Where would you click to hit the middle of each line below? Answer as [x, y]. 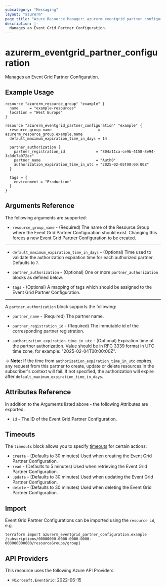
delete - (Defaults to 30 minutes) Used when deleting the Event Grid [82, 487]
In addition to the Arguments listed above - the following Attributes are [77, 404]
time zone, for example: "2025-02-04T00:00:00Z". [64, 351]
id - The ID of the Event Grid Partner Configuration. [64, 419]
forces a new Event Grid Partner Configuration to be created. [74, 238]
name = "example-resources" [43, 108]
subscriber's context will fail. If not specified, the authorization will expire [80, 371]
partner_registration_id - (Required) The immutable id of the [76, 325]
